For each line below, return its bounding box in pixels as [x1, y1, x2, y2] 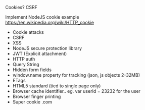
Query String [12, 62, 39, 67]
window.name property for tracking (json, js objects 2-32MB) [12, 72, 140, 78]
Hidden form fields [12, 67, 52, 73]
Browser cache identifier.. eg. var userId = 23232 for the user [12, 88, 140, 94]
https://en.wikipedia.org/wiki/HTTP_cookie [5, 20, 94, 25]
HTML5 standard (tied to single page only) [12, 83, 101, 89]
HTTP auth [12, 56, 35, 62]
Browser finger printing [12, 93, 61, 99]
